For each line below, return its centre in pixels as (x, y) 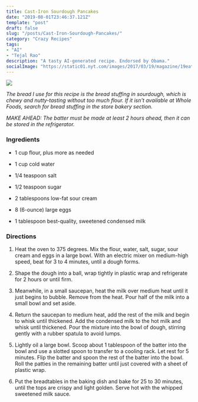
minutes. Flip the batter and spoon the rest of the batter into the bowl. (99, 357)
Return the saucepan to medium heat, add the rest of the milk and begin (102, 314)
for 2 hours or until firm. (44, 279)
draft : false (22, 28)
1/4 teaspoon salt (36, 175)
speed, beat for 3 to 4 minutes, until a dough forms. (77, 261)
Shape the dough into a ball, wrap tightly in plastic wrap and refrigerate (101, 273)
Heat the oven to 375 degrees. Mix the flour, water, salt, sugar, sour (96, 249)
